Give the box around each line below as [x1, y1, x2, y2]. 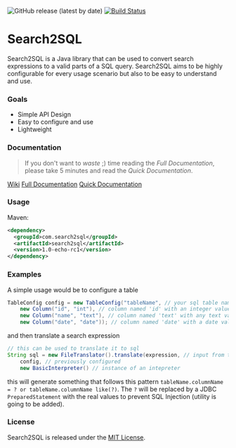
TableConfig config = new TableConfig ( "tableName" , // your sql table [7, 299, 218, 306]
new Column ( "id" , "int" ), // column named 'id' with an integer [20, 305, 212, 312]
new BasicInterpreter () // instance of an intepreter [20, 364, 181, 371]
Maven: [7, 213, 29, 221]
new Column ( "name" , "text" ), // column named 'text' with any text [20, 312, 221, 319]
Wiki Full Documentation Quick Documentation [7, 180, 143, 188]
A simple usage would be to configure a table [7, 285, 138, 294]
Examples [7, 270, 42, 279]
